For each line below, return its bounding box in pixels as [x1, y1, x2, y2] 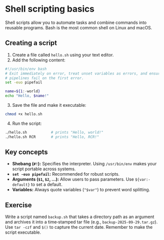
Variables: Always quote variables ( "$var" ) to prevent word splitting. [12, 187, 150, 193]
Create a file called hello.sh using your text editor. [12, 52, 114, 58]
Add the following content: [12, 57, 66, 63]
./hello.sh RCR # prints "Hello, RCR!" [5, 134, 99, 140]
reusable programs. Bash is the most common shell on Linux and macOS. [5, 24, 152, 30]
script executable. [5, 229, 41, 235]
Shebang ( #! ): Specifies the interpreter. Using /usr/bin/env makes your [12, 161, 157, 167]
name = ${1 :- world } [5, 89, 41, 94]
